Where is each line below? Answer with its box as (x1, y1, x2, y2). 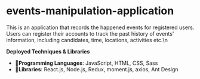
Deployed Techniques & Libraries (6, 48, 90, 55)
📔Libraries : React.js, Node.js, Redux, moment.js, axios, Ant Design (14, 65, 179, 72)
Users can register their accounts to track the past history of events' (6, 30, 174, 37)
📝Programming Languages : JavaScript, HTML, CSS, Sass (14, 59, 158, 67)
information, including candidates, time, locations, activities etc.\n (6, 36, 168, 43)
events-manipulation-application (6, 4, 174, 18)
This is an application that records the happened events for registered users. (6, 24, 195, 31)
